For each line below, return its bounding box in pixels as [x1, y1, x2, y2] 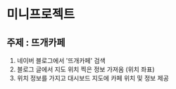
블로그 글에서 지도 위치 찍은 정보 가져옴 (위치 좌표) [16, 65, 155, 74]
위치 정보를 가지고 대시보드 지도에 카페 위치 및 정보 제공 [16, 74, 170, 82]
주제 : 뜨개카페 [6, 36, 65, 48]
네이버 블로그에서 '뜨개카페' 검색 [16, 57, 106, 64]
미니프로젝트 [6, 6, 75, 22]
